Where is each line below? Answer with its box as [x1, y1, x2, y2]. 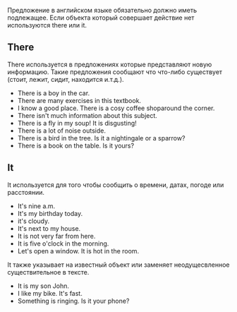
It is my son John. [17, 282, 69, 290]
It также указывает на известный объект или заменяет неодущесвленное [7, 260, 230, 269]
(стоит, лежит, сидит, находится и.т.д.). [7, 75, 125, 83]
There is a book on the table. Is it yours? [17, 141, 135, 150]
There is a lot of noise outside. [17, 126, 106, 135]
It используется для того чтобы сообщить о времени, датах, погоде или [7, 180, 224, 189]
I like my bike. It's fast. [17, 289, 83, 297]
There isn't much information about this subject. [17, 111, 157, 119]
